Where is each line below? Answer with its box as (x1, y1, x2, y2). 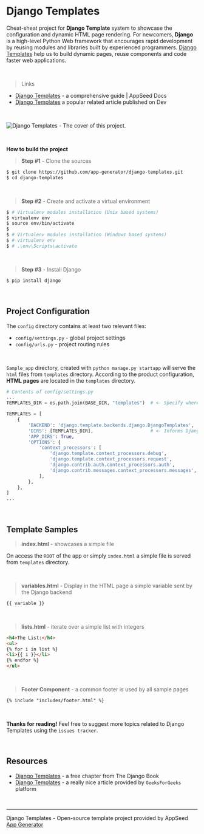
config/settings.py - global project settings (15, 334, 126, 341)
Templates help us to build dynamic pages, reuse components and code (6, 50, 187, 57)
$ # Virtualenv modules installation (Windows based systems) (6, 232, 167, 238)
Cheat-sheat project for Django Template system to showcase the (6, 24, 172, 32)
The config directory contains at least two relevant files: (6, 322, 147, 329)
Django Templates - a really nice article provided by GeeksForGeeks (15, 779, 182, 786)
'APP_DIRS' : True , (28, 433, 75, 440)
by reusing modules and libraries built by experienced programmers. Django (6, 44, 197, 51)
